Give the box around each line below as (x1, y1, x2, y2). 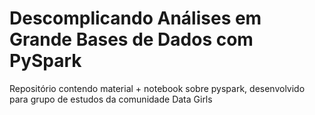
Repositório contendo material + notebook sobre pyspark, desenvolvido (9, 82, 306, 94)
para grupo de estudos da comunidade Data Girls (9, 93, 213, 105)
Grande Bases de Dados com (9, 28, 254, 51)
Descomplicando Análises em (9, 7, 262, 30)
